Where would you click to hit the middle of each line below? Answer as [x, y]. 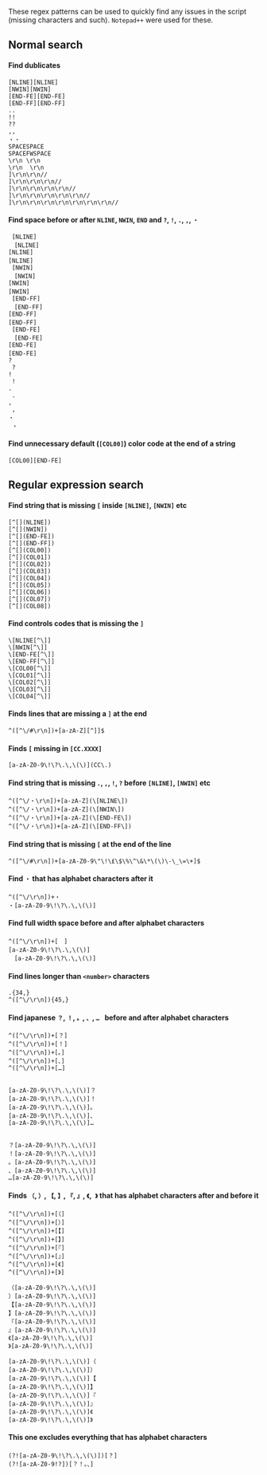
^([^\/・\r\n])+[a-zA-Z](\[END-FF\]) [70, 827]
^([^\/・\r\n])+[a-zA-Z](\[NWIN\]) [66, 810]
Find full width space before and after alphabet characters [106, 923]
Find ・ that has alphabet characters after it [81, 879]
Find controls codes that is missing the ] [76, 623]
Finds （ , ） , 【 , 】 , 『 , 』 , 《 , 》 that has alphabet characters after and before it [133, 1196]
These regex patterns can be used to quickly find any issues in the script [128, 12]
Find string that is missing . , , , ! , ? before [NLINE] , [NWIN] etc [109, 783]
